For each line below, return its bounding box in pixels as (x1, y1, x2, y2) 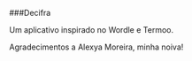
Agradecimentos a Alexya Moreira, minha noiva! (9, 42, 184, 52)
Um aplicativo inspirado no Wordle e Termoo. (9, 25, 174, 34)
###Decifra (9, 8, 51, 18)
